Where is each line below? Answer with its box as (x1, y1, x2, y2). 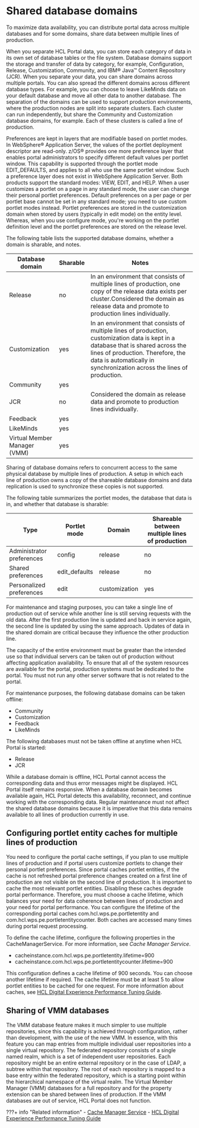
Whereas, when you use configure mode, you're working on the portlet (6, 216, 179, 223)
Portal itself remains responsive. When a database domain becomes (6, 785, 173, 793)
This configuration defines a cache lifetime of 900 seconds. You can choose (6, 969, 192, 976)
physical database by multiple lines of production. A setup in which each (6, 470, 184, 477)
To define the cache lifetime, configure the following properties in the (6, 934, 175, 941)
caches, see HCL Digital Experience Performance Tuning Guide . (6, 988, 162, 995)
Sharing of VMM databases (6, 1006, 110, 1016)
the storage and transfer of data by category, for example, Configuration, (6, 60, 185, 68)
